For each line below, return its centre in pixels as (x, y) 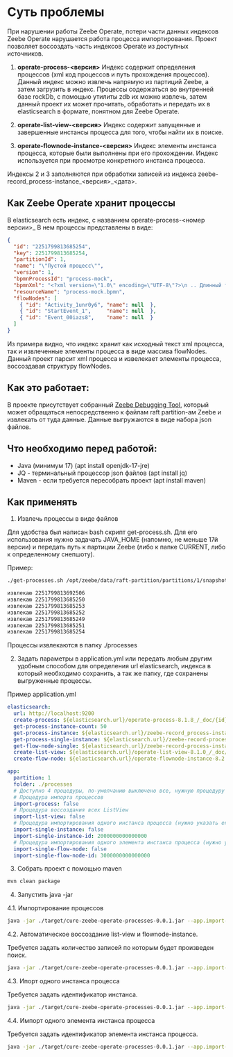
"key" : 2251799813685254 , (51, 253)
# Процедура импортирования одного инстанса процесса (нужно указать (116, 823)
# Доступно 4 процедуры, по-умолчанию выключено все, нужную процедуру (119, 791)
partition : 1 (32, 778)
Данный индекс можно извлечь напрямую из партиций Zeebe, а (113, 81)
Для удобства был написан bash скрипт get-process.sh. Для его (102, 532)
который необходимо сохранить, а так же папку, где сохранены (112, 673)
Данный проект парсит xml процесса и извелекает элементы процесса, (114, 358)
